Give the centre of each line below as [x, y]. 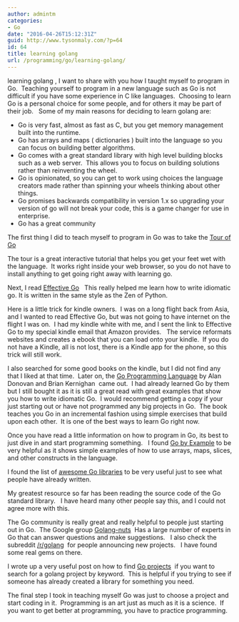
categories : [25, 21]
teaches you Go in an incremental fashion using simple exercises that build [117, 414]
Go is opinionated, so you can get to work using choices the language [120, 178]
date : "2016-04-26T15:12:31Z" [52, 34]
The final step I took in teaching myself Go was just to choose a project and [118, 595]
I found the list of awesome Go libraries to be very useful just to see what [115, 471]
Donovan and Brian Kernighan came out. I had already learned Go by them [118, 383]
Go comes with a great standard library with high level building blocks [120, 155]
